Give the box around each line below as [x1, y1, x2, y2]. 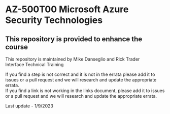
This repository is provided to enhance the [5, 35, 143, 43]
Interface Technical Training [5, 62, 64, 67]
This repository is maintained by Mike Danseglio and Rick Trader [5, 56, 140, 62]
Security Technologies [5, 14, 103, 26]
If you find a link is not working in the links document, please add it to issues [5, 88, 165, 94]
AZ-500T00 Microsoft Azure [5, 4, 129, 15]
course [5, 42, 28, 51]
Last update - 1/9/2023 [5, 103, 53, 109]
